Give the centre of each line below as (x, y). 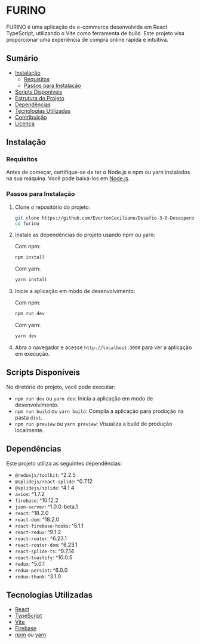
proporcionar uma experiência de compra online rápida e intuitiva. (87, 39)
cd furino (27, 224)
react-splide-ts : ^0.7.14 (44, 551)
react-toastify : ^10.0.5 (44, 557)
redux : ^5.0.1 (30, 563)
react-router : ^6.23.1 (41, 538)
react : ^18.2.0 (32, 513)
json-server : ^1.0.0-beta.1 (46, 506)
